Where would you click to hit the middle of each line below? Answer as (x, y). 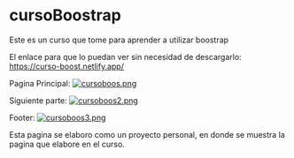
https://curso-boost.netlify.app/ (66, 66)
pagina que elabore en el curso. (67, 144)
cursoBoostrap (65, 15)
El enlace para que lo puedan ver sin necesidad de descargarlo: (125, 56)
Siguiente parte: (39, 100)
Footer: (22, 117)
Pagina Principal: (40, 83)
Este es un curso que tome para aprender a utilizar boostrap (119, 40)
